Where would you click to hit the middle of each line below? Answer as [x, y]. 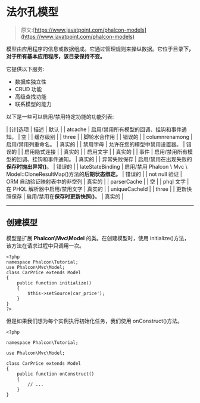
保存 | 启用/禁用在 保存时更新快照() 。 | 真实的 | [67, 196]
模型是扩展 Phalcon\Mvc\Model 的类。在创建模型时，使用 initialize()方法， [98, 238]
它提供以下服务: [25, 69]
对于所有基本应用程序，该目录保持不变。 [56, 56]
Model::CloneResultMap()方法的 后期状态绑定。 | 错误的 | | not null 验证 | [94, 174]
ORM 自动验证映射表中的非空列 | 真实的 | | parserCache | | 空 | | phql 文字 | [98, 181]
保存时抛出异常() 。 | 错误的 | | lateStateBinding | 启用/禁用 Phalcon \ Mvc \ [97, 166]
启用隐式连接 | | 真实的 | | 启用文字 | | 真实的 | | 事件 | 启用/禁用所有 [106, 151]
